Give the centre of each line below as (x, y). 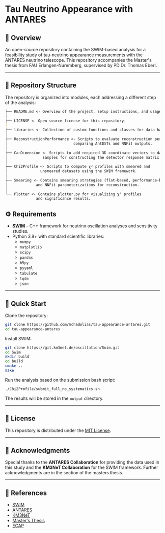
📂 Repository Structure (41, 86)
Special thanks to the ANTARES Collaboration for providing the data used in (82, 462)
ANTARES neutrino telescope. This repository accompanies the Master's (79, 60)
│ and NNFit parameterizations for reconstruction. (72, 185)
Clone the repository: (27, 315)
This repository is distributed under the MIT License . (58, 430)
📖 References (26, 493)
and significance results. (64, 199)
